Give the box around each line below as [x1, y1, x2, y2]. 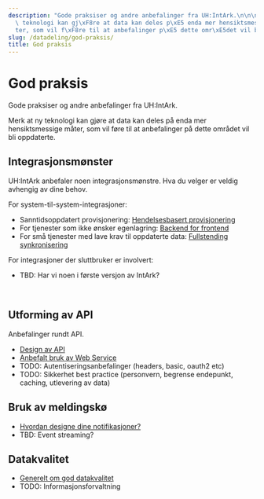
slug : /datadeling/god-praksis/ [8, 33, 114, 42]
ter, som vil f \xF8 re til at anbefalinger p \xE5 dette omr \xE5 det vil [15, 26, 251, 34]
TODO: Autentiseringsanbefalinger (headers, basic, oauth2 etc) [19, 361, 225, 370]
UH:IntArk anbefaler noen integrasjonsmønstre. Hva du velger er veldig [8, 176, 238, 185]
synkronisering [19, 240, 68, 249]
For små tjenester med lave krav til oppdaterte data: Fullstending [19, 231, 229, 240]
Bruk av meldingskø [8, 401, 108, 414]
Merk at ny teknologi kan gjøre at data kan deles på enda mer [8, 116, 207, 126]
